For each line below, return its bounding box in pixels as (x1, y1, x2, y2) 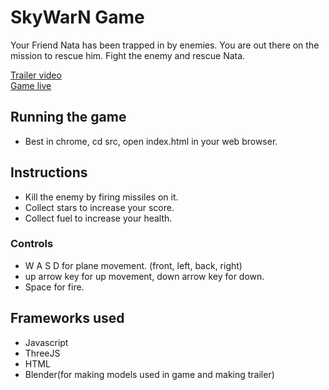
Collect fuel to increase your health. (24, 212, 173, 224)
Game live (10, 79, 52, 91)
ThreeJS (24, 347, 61, 359)
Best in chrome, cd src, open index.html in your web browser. (24, 135, 278, 147)
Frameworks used (10, 310, 125, 327)
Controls (10, 237, 54, 251)
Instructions (10, 164, 88, 181)
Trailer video (10, 69, 62, 81)
